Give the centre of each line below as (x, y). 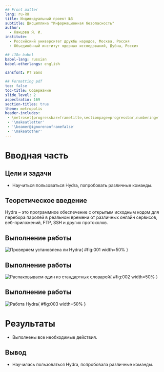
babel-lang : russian (26, 59)
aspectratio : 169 (23, 100)
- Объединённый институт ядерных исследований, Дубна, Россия (74, 46)
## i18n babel (20, 55)
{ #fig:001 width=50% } (105, 250)
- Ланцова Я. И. (26, 32)
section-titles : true (27, 104)
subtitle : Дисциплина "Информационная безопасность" (60, 23)
